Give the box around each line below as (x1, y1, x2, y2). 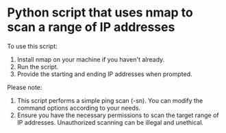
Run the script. (16, 62, 59, 71)
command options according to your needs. (16, 104, 141, 112)
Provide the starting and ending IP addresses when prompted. (16, 70, 193, 78)
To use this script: (7, 42, 58, 50)
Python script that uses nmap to (7, 5, 193, 21)
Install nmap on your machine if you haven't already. (16, 55, 165, 63)
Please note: (7, 83, 42, 91)
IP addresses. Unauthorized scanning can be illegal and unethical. (16, 118, 204, 126)
